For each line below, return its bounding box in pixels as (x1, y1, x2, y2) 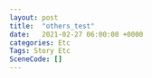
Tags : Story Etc (9, 47, 71, 56)
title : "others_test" (9, 22, 95, 30)
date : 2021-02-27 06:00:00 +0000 (9, 30, 144, 39)
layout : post (9, 13, 59, 22)
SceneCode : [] (9, 55, 63, 64)
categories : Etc (9, 38, 71, 48)
